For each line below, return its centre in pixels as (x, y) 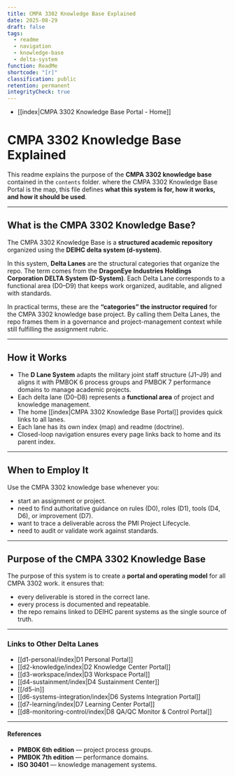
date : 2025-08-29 (33, 20)
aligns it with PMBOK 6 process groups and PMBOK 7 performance (114, 382)
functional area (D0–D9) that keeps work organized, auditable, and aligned (115, 285)
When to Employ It (48, 470)
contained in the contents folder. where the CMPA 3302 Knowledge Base (113, 182)
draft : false (26, 27)
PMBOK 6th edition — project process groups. (85, 749)
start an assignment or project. (62, 501)
